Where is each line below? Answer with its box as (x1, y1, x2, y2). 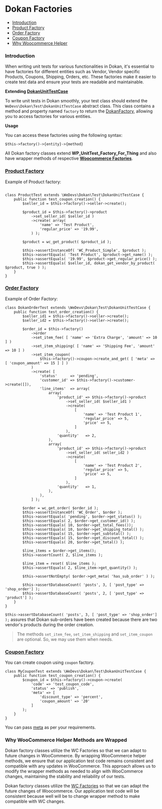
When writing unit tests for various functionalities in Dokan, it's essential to (5, 63, 154, 69)
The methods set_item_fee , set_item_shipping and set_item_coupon (16, 631, 153, 637)
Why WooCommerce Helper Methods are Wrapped (5, 737, 128, 744)
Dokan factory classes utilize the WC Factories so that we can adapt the (5, 783, 149, 789)
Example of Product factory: (5, 179, 62, 185)
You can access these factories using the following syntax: (5, 133, 123, 138)
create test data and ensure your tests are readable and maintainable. (5, 79, 144, 85)
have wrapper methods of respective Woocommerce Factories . (5, 155, 133, 161)
